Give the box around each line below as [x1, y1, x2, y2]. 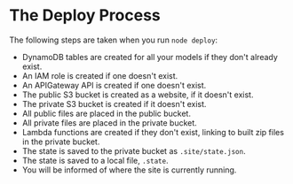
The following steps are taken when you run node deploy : [9, 34, 218, 45]
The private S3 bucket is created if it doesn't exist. [21, 98, 207, 109]
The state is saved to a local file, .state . [21, 155, 169, 165]
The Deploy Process [9, 5, 162, 26]
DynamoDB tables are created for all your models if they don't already [21, 51, 278, 62]
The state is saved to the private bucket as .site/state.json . [21, 145, 246, 156]
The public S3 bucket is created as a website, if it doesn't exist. [21, 89, 254, 100]
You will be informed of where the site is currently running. [21, 165, 237, 175]
